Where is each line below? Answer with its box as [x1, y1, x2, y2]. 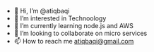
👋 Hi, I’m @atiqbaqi [13, 7, 70, 15]
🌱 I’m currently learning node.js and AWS [13, 22, 134, 30]
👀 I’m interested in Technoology [13, 14, 107, 22]
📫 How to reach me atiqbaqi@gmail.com [13, 37, 134, 45]
